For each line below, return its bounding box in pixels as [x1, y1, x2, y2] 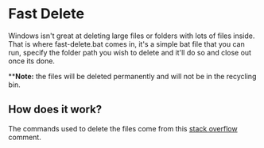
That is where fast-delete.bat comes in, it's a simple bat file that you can [8, 39, 245, 48]
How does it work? [8, 103, 103, 116]
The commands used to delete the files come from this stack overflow [8, 123, 238, 133]
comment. [8, 132, 41, 142]
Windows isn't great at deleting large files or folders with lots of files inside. [8, 31, 255, 40]
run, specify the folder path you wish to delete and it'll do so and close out [8, 47, 252, 57]
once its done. [8, 56, 56, 66]
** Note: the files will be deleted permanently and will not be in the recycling [8, 71, 257, 81]
